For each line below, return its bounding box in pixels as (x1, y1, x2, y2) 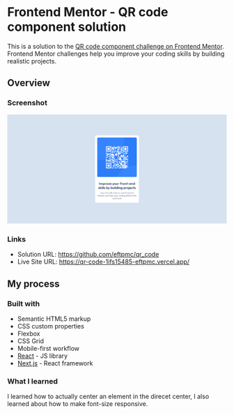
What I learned (7, 377, 58, 386)
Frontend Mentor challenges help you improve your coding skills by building (7, 50, 225, 58)
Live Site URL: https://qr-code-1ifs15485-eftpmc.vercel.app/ (17, 257, 190, 266)
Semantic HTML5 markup (17, 315, 91, 323)
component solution (7, 19, 127, 35)
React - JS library (17, 352, 68, 360)
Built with (7, 299, 40, 308)
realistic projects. (7, 56, 57, 65)
